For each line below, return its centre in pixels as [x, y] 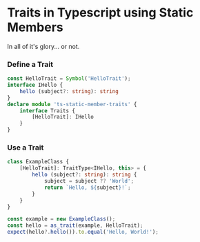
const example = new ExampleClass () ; [61, 219]
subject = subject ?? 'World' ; [89, 181]
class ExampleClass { [38, 162]
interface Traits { [48, 111]
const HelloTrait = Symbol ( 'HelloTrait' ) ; [69, 79]
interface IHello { [35, 85]
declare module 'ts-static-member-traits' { [72, 104]
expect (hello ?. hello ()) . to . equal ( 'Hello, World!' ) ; [83, 232]
